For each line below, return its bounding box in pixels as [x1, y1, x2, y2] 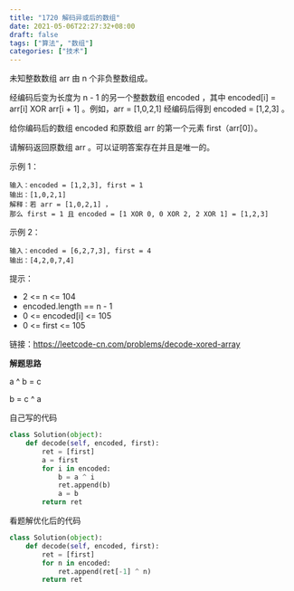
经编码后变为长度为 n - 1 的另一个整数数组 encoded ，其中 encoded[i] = [9, 92, 277, 103]
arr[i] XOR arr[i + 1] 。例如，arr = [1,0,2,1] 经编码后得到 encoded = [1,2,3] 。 [9, 103, 289, 114]
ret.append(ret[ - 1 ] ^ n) [57, 567, 152, 576]
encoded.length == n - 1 [22, 300, 113, 312]
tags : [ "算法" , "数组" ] [9, 38, 93, 48]
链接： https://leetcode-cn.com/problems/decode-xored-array [9, 338, 242, 349]
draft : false [9, 30, 59, 39]
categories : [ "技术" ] [9, 47, 89, 56]
